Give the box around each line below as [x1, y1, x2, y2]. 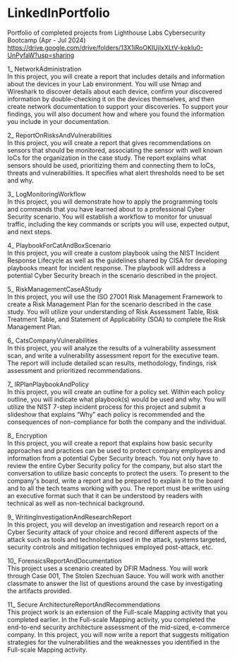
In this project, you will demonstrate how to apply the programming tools [7, 197, 218, 206]
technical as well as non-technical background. [7, 499, 145, 507]
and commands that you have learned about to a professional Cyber [7, 205, 205, 213]
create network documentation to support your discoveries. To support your [7, 102, 229, 110]
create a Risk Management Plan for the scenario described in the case [7, 299, 212, 309]
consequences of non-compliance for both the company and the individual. [7, 418, 227, 426]
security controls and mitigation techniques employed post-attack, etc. [7, 543, 213, 551]
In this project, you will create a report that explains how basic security [7, 439, 213, 447]
